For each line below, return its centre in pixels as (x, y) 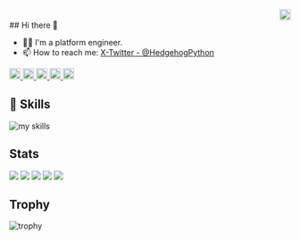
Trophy (30, 205)
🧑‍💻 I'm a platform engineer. (72, 42)
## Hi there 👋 (33, 25)
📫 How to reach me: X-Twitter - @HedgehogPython (118, 52)
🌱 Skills (30, 105)
